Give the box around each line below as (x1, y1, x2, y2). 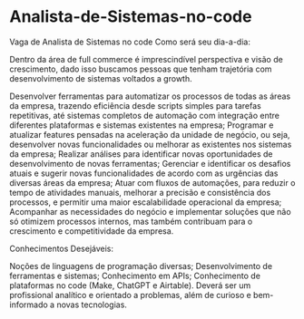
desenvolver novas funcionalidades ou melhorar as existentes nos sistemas (9, 139, 292, 150)
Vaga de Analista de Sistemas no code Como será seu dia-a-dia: (9, 36, 251, 47)
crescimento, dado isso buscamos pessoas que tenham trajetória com (9, 63, 272, 74)
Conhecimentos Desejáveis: (9, 243, 114, 254)
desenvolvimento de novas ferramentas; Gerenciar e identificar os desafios (9, 158, 291, 169)
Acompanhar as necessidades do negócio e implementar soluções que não (9, 206, 292, 217)
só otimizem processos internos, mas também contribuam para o (9, 216, 253, 227)
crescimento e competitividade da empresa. (9, 225, 174, 237)
